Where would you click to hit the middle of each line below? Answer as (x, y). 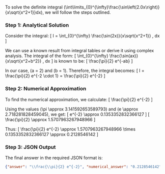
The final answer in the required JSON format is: (54, 158)
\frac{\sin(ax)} (124, 56)
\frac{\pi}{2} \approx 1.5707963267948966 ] (50, 119)
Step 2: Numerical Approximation (46, 89)
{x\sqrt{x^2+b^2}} (23, 61)
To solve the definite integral (34, 7)
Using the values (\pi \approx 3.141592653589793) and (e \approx (72, 109)
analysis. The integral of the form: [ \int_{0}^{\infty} (57, 56)
